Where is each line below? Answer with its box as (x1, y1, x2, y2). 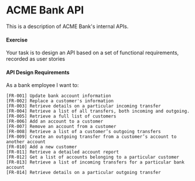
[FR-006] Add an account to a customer (6, 119, 104, 124)
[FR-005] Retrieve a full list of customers (6, 113, 117, 120)
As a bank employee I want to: (6, 82, 79, 89)
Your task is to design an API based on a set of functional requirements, (6, 49, 179, 56)
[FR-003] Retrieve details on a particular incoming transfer (6, 103, 161, 109)
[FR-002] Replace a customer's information (6, 98, 114, 104)
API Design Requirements (6, 68, 70, 76)
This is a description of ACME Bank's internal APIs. (6, 23, 129, 30)
